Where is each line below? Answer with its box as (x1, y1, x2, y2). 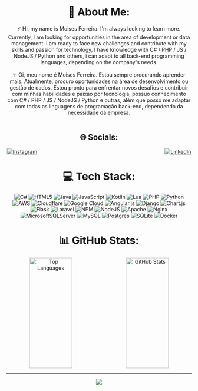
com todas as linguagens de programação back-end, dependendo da (14, 102, 184, 110)
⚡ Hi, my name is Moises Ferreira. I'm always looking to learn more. (17, 25, 181, 32)
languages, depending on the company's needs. (40, 58, 158, 65)
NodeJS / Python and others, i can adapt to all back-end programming (14, 52, 184, 59)
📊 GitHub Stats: (58, 234, 140, 247)
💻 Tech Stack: (62, 170, 136, 183)
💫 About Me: (68, 5, 130, 19)
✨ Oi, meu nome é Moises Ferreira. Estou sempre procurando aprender (12, 71, 186, 78)
